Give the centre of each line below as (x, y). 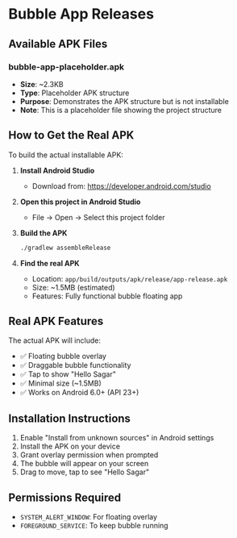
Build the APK (44, 233)
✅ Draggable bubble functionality (75, 365)
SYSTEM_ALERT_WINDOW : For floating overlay (89, 517)
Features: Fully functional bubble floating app (107, 296)
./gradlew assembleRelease (65, 248)
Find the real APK (50, 263)
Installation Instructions (70, 418)
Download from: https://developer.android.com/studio (121, 186)
